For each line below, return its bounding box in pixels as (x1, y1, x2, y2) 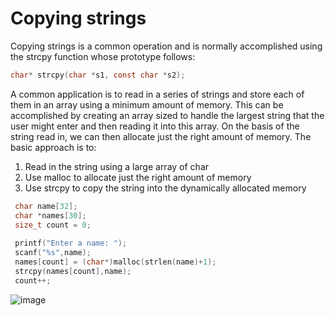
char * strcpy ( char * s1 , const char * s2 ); (10, 70, 186, 80)
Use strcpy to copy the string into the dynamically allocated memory (24, 182, 307, 194)
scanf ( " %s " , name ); (14, 248, 92, 258)
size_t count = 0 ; (14, 220, 92, 230)
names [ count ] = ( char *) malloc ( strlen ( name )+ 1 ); (14, 257, 217, 267)
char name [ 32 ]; (14, 201, 78, 211)
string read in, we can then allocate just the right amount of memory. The (10, 130, 312, 142)
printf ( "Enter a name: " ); (14, 238, 128, 249)
